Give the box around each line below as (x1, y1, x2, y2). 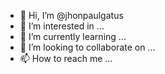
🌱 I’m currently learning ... (19, 31, 127, 42)
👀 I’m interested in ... (19, 20, 105, 32)
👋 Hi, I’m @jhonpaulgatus (19, 10, 124, 21)
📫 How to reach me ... (19, 53, 113, 64)
